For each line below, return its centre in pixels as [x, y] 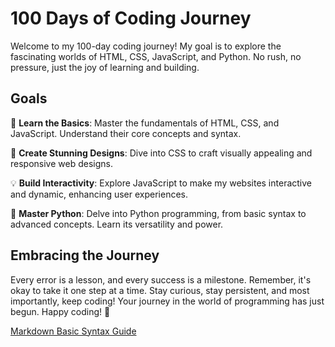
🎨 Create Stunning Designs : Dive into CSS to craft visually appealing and [161, 153]
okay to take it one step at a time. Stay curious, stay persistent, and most [160, 290]
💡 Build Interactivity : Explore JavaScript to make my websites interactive [161, 183]
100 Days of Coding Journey [131, 18]
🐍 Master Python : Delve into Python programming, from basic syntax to [158, 213]
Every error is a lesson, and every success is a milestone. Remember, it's [161, 279]
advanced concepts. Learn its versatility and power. [117, 224]
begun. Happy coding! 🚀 [60, 311]
